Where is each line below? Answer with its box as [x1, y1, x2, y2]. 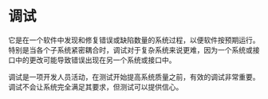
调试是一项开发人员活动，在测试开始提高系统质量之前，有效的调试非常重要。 [8, 72, 260, 81]
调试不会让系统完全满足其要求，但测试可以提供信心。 [8, 81, 183, 92]
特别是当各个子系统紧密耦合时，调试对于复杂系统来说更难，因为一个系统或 [8, 45, 253, 54]
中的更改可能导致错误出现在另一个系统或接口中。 [14, 55, 176, 65]
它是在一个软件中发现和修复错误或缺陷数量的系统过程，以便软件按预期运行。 [8, 35, 260, 45]
